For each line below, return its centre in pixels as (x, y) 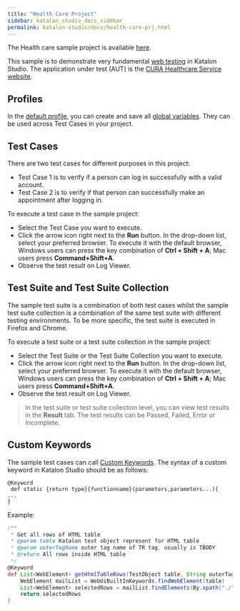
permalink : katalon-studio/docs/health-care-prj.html (89, 27)
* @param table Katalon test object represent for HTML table (105, 541)
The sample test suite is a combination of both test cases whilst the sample (118, 305)
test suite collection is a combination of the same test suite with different (114, 313)
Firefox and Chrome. (37, 328)
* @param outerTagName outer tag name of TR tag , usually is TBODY (113, 548)
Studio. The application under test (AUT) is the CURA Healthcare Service (115, 69)
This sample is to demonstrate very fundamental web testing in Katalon (112, 61)
